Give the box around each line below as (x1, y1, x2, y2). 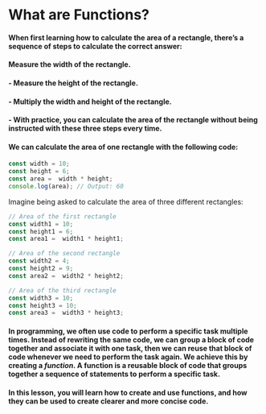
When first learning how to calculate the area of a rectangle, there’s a (8, 32, 244, 42)
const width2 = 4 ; (8, 257, 70, 265)
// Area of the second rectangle (8, 250, 121, 258)
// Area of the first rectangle (8, 212, 117, 221)
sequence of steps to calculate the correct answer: (8, 41, 182, 51)
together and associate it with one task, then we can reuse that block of (8, 343, 252, 353)
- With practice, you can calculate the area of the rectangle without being (8, 115, 259, 125)
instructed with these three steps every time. (8, 123, 162, 134)
